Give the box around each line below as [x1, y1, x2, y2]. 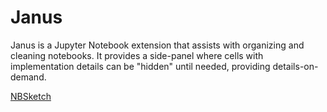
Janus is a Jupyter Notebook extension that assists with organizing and [10, 39, 305, 51]
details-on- [272, 60, 319, 72]
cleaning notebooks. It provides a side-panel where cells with [10, 49, 264, 61]
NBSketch [10, 90, 52, 102]
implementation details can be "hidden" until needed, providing [10, 60, 271, 72]
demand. [10, 71, 47, 83]
